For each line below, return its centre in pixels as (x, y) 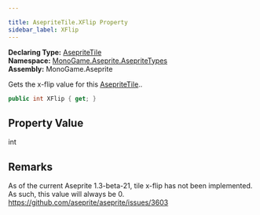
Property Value (46, 123)
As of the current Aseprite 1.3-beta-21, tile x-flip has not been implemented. (130, 185)
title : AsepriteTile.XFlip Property (68, 22)
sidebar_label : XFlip (44, 30)
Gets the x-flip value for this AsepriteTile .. (75, 84)
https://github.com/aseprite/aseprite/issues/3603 (88, 202)
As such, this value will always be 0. (66, 194)
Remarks (31, 167)
